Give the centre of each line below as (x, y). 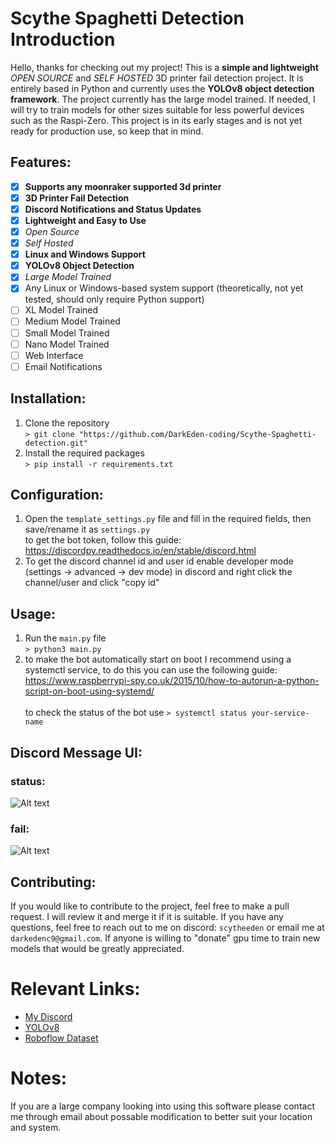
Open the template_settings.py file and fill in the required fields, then (168, 519)
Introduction (63, 39)
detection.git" (56, 443)
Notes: (39, 1078)
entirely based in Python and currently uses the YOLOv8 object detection (162, 88)
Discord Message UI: (76, 752)
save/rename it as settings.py (87, 529)
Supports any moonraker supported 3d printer (123, 186)
